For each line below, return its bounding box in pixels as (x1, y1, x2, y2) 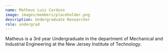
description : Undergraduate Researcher (5, 17, 90, 22)
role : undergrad (5, 21, 40, 27)
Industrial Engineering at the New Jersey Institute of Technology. (5, 41, 142, 47)
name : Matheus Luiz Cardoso (5, 7, 65, 13)
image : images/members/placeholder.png (5, 12, 90, 17)
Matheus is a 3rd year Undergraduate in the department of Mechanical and (5, 36, 163, 42)
